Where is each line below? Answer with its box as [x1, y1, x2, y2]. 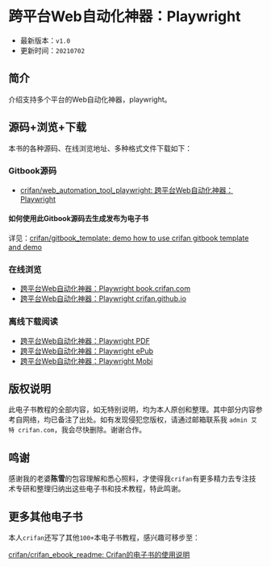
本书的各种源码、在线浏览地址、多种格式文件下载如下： [8, 143, 192, 153]
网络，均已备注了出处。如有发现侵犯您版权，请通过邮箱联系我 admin [22, 415, 248, 424]
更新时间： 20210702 [19, 45, 85, 55]
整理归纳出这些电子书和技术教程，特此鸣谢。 [35, 484, 186, 494]
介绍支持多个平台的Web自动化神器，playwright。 [8, 94, 172, 104]
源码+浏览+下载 [8, 120, 87, 134]
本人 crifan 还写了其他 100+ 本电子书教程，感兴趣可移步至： [8, 533, 200, 543]
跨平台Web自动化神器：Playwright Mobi [19, 356, 153, 365]
